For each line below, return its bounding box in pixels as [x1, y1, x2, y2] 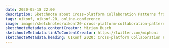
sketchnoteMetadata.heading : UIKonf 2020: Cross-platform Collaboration [5, 35, 161, 40]
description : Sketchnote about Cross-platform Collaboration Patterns [5, 12, 156, 17]
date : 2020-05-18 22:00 [5, 7, 55, 12]
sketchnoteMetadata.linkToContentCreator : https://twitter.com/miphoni [5, 30, 158, 35]
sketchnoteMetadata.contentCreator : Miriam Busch [5, 26, 112, 31]
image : [5, 21, 19, 26]
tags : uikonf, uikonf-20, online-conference [5, 16, 100, 21]
